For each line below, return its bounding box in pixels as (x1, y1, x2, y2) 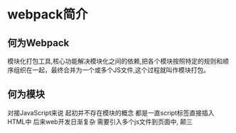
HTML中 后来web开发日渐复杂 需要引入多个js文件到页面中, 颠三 (7, 117, 193, 126)
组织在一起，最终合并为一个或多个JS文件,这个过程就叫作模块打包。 (13, 66, 210, 74)
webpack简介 (7, 6, 88, 23)
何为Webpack (7, 37, 70, 49)
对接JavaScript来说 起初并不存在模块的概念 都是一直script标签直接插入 (7, 108, 215, 117)
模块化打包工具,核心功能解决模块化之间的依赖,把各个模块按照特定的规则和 (7, 57, 223, 65)
